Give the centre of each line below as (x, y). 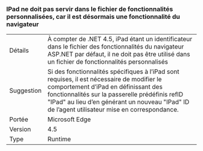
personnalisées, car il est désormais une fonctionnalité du (93, 16)
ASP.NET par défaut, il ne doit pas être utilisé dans (119, 55)
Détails (19, 50)
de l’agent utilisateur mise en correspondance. (113, 110)
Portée (19, 119)
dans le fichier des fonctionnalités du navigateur (116, 47)
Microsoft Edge (69, 119)
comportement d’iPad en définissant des (105, 87)
